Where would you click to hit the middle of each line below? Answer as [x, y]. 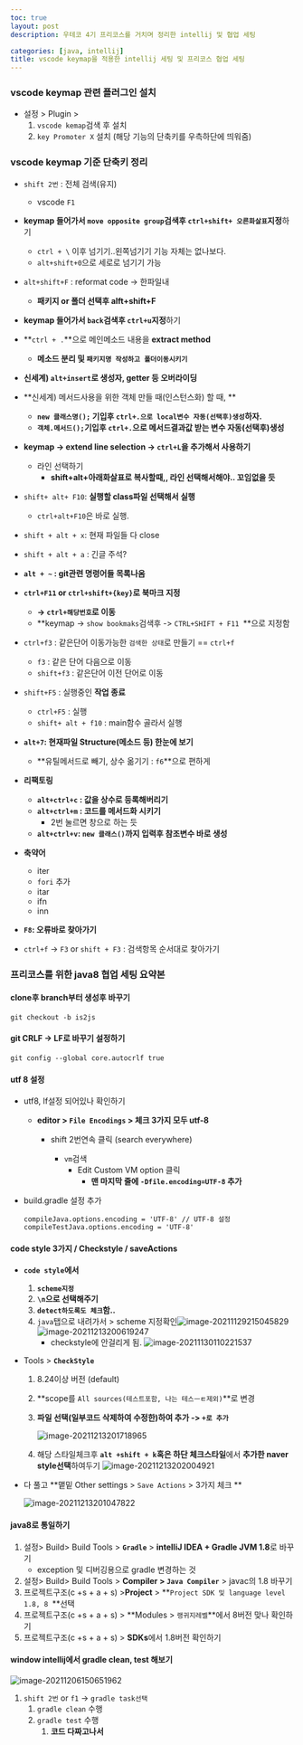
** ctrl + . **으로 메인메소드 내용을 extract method [117, 339]
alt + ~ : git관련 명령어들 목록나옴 [84, 573]
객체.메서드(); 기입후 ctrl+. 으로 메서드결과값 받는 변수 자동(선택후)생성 [161, 427]
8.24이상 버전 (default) [78, 1380]
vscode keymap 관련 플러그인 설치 [83, 93]
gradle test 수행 [68, 1720]
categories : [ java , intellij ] [67, 51]
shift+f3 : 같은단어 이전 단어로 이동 [100, 673]
